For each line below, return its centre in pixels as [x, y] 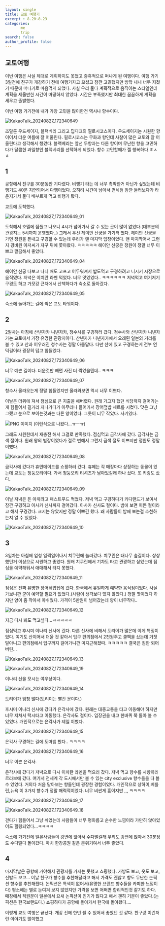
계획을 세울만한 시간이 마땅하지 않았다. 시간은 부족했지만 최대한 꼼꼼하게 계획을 [81, 94]
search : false [20, 37]
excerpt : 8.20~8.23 [26, 19]
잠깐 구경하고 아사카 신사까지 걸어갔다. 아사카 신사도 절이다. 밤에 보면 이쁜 [76, 505]
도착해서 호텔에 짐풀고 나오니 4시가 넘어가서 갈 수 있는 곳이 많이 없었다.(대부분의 [82, 227]
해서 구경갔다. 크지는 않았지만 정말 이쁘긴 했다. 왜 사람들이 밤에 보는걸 [77, 511]
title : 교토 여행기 [22, 14]
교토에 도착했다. [20, 207]
